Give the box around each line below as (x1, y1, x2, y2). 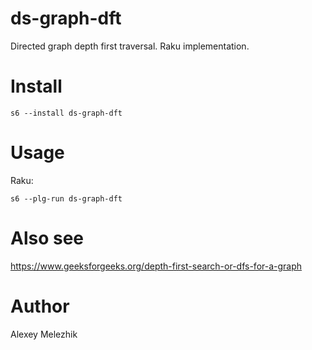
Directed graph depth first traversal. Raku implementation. (10, 40, 250, 52)
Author (10, 295, 70, 317)
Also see (10, 227, 85, 249)
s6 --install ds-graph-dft (10, 108, 123, 118)
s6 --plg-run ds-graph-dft (10, 193, 123, 204)
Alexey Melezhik (10, 328, 78, 340)
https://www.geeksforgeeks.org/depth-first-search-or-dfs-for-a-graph (10, 260, 303, 272)
